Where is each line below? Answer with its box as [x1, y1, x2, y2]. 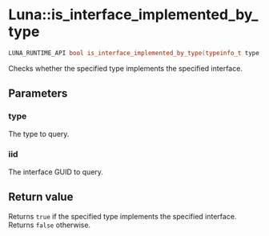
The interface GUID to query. [8, 166, 104, 177]
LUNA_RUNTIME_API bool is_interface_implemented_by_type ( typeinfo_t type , [8, 49, 263, 57]
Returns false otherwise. [8, 220, 90, 230]
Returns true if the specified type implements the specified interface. [8, 211, 237, 221]
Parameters [8, 86, 68, 101]
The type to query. [8, 129, 70, 138]
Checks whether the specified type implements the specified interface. [8, 63, 243, 73]
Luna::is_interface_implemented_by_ [8, 6, 259, 24]
